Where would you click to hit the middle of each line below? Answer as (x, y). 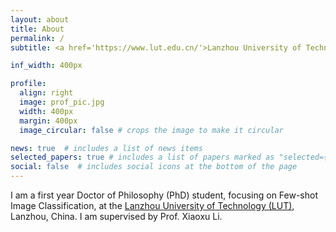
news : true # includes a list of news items (106, 148)
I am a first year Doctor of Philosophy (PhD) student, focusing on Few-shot (164, 195)
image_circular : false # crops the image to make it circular (151, 130)
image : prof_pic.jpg (62, 102)
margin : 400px (48, 121)
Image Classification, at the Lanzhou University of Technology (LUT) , (152, 205)
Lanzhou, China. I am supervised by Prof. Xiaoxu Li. (116, 216)
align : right (46, 93)
